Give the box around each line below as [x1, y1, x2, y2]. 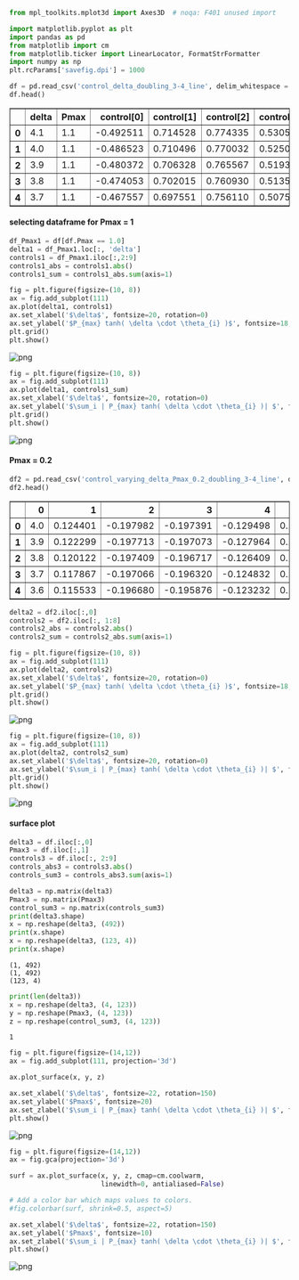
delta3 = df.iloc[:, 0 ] [9, 837, 93, 846]
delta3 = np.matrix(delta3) [9, 886, 114, 895]
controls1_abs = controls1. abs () [9, 261, 133, 271]
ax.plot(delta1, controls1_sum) [9, 386, 129, 395]
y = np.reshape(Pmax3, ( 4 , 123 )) [9, 1008, 133, 1017]
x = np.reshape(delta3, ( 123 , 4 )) [9, 936, 138, 946]
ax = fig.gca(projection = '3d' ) [9, 1155, 125, 1164]
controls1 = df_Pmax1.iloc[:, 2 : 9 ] [9, 253, 138, 262]
